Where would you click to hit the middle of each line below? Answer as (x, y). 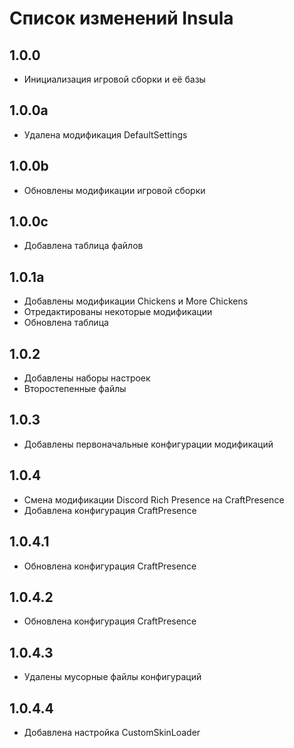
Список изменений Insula (121, 18)
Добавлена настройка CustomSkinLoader (112, 732)
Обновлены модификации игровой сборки (114, 190)
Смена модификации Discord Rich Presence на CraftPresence (154, 499)
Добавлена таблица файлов (83, 246)
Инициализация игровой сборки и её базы (114, 79)
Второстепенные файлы (75, 389)
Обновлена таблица (66, 323)
